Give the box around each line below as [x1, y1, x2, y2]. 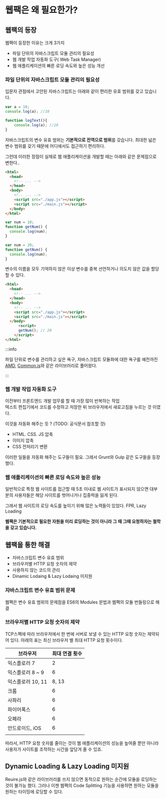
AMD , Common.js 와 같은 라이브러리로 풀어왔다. [5, 362, 97, 369]
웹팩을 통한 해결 [5, 540, 50, 549]
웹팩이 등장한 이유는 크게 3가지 [5, 40, 65, 46]
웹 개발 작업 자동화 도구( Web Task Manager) [12, 56, 101, 62]
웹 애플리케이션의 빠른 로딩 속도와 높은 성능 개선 [12, 63, 105, 68]
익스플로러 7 [7, 659, 36, 666]
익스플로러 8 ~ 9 [7, 669, 44, 676]
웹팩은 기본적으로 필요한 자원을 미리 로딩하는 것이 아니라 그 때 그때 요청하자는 [5, 518, 152, 524]
